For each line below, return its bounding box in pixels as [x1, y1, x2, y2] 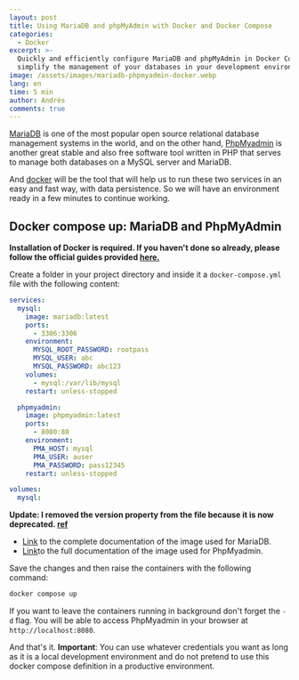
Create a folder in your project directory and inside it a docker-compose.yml [9, 269, 282, 280]
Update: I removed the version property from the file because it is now [9, 509, 274, 521]
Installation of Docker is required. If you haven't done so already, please [9, 242, 280, 254]
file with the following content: [9, 279, 120, 289]
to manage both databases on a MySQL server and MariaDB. [9, 157, 232, 167]
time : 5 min [9, 87, 53, 96]
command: [9, 572, 49, 583]
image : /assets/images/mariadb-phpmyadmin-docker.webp [9, 71, 217, 80]
